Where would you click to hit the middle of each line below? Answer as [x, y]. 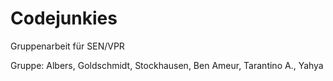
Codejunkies [64, 18]
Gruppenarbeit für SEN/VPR [67, 46]
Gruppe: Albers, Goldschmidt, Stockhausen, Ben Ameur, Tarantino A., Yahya [167, 65]
